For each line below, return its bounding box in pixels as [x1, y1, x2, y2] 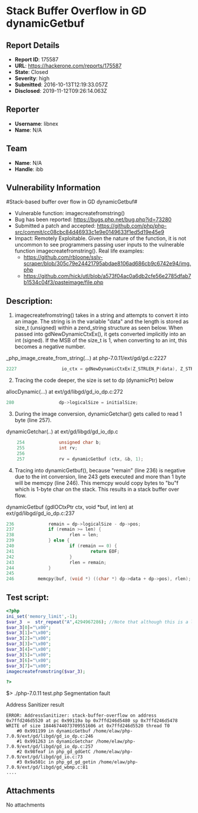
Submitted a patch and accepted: [14, 222, 96, 229]
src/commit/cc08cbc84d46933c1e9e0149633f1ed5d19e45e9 [14, 229, 164, 236]
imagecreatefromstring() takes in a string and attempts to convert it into [14, 312, 189, 319]
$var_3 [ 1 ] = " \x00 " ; [6, 630, 51, 636]
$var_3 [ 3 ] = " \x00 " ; [6, 641, 51, 647]
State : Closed [14, 69, 48, 75]
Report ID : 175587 [14, 56, 59, 63]
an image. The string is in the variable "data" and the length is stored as [14, 318, 189, 325]
